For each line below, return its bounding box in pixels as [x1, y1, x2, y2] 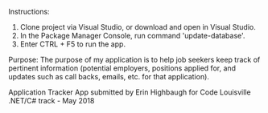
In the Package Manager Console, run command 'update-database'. [19, 31, 245, 40]
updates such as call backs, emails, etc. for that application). [8, 72, 209, 81]
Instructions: [8, 7, 50, 16]
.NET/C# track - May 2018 [8, 96, 95, 105]
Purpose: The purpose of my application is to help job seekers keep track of [8, 55, 261, 64]
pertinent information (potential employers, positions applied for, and [8, 63, 236, 73]
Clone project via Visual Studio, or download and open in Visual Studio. [19, 22, 256, 31]
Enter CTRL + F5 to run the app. [19, 39, 126, 49]
